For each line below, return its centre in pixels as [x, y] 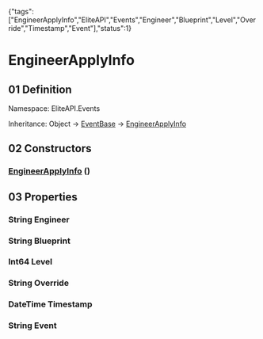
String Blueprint [40, 241]
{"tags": [21, 11]
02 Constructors [50, 149]
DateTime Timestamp [50, 304]
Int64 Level [30, 262]
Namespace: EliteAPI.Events [54, 109]
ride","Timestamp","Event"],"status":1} [70, 28]
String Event [32, 326]
